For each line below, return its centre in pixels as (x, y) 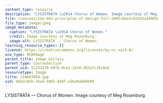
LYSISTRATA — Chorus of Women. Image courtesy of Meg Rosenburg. (76, 95)
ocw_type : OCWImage (25, 54)
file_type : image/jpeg (28, 23)
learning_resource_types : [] (34, 45)
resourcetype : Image (26, 73)
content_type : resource (29, 9)
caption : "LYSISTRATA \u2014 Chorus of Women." (58, 32)
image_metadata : (21, 28)
